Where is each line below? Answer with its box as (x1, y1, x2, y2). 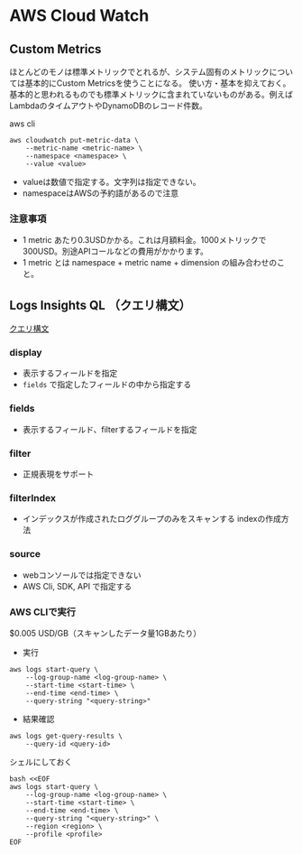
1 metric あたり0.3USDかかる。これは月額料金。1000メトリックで (22, 235, 267, 246)
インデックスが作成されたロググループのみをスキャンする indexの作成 (22, 514, 281, 524)
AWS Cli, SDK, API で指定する (22, 580, 133, 591)
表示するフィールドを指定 (22, 367, 118, 379)
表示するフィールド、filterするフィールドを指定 (22, 423, 197, 434)
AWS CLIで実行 (9, 606, 77, 618)
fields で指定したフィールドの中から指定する (22, 379, 192, 390)
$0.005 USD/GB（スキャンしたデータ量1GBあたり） (9, 627, 201, 638)
